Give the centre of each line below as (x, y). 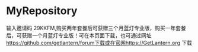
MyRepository (42, 11)
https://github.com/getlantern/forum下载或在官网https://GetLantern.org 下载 (99, 43)
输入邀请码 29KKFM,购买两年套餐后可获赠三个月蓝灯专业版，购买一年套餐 (96, 28)
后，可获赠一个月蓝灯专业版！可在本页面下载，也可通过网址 (79, 35)
